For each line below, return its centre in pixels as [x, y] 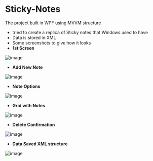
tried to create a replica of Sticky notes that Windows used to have [80, 32]
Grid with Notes [29, 105]
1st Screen [23, 48]
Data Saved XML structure [40, 144]
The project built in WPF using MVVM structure [53, 23]
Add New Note [27, 67]
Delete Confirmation [34, 124]
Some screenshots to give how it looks [52, 42]
